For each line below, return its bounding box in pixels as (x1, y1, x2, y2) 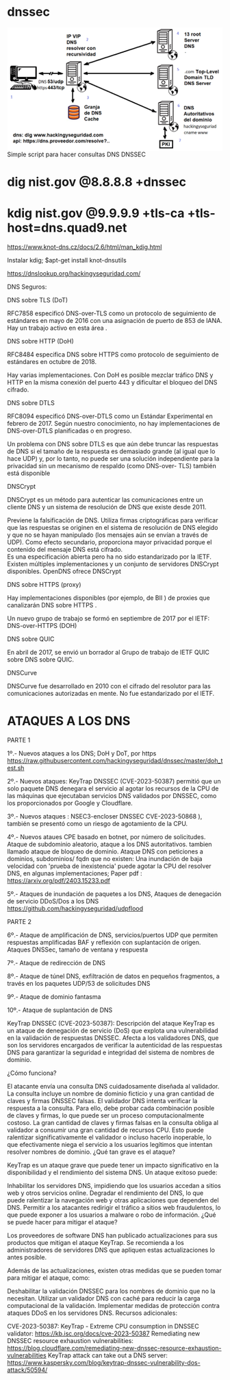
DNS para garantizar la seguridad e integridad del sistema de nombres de (7, 1048, 215, 1056)
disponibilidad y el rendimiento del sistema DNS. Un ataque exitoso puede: (7, 1168, 218, 1176)
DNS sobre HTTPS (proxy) (7, 580, 81, 588)
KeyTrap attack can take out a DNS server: (47, 1351, 168, 1359)
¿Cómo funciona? (7, 1069, 57, 1077)
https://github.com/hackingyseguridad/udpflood (7, 904, 144, 912)
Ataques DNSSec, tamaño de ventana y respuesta (7, 945, 149, 954)
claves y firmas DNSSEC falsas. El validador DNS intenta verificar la (7, 1096, 198, 1104)
